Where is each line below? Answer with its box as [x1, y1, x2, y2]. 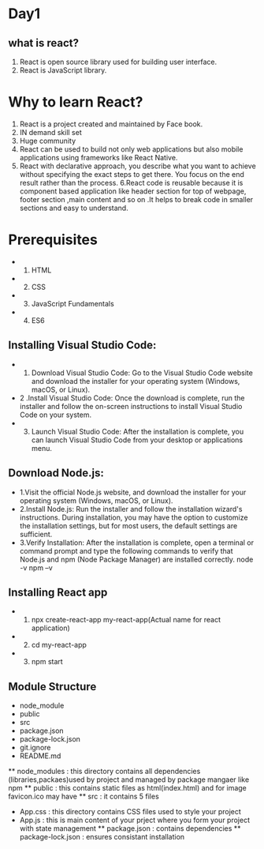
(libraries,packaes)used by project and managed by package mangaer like [8, 775, 250, 784]
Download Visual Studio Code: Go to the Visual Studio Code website [31, 368, 254, 378]
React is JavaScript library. [19, 66, 107, 75]
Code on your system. [19, 410, 92, 419]
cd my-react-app [31, 641, 87, 650]
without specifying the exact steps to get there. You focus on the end [19, 169, 244, 178]
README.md [19, 751, 61, 761]
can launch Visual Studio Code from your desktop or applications [31, 435, 244, 445]
